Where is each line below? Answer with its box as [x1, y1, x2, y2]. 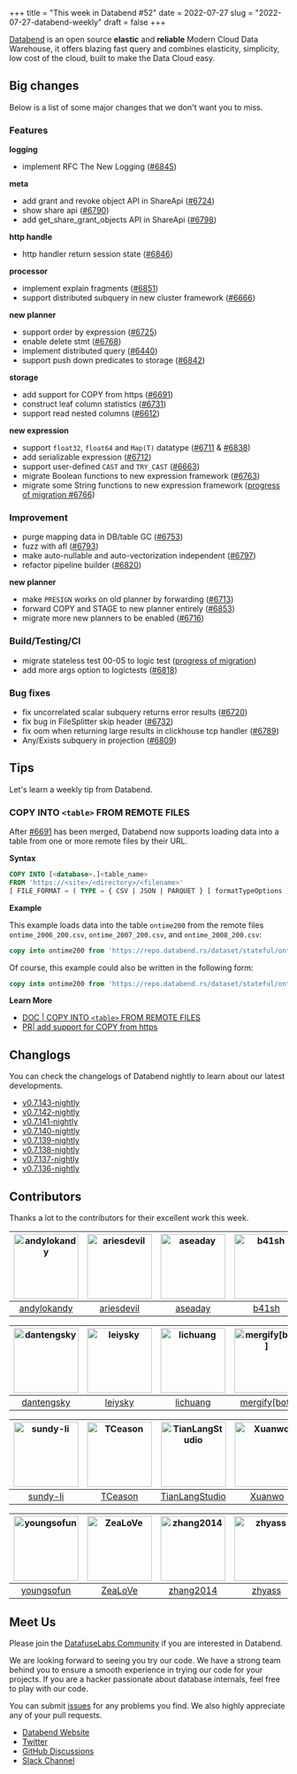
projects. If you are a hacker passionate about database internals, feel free [9, 1673, 281, 1685]
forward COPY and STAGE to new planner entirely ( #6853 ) [21, 604, 236, 614]
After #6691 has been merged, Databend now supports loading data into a [9, 827, 280, 837]
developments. [9, 1080, 64, 1091]
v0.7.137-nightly [21, 1154, 80, 1165]
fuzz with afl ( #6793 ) [21, 541, 99, 551]
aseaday [175, 1302, 211, 1315]
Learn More [9, 995, 53, 1006]
